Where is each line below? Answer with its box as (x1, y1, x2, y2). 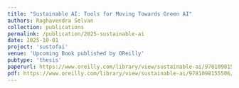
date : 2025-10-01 (7, 37, 59, 44)
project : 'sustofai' (7, 43, 69, 50)
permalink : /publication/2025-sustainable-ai (7, 30, 144, 38)
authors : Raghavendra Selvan (7, 17, 94, 24)
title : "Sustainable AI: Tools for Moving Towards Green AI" (7, 10, 193, 18)
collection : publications (7, 23, 84, 31)
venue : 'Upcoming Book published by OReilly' (7, 50, 144, 57)
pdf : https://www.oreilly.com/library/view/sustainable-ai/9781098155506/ (7, 70, 234, 77)
